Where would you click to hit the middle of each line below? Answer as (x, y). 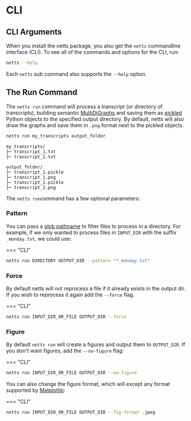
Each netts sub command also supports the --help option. (77, 74)
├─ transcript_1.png (31, 177)
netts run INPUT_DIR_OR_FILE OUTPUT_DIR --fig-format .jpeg (81, 413)
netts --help (22, 63)
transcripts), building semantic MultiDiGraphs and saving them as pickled (94, 112)
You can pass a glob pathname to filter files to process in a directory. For (93, 226)
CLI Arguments (34, 32)
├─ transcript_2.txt (31, 157)
